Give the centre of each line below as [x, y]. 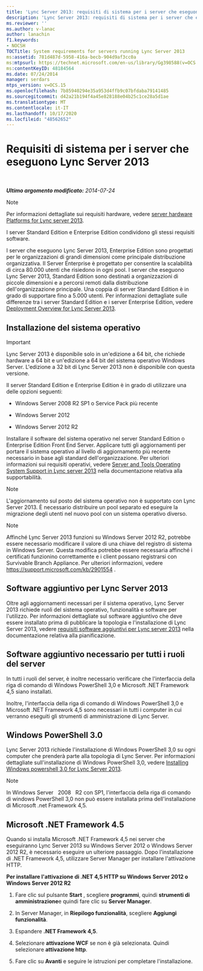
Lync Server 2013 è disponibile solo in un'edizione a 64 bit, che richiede [96, 354]
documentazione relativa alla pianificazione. [61, 635]
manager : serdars [28, 80]
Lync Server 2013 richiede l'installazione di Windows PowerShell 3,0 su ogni [101, 749]
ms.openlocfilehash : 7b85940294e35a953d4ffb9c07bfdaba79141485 [88, 91]
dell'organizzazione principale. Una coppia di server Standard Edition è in [98, 289]
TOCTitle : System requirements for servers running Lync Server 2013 [96, 52]
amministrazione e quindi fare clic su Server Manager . [83, 901]
